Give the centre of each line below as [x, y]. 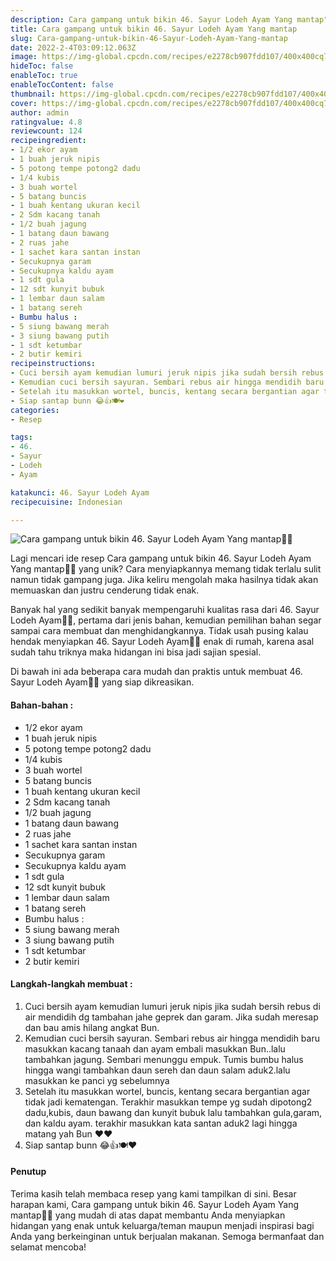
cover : [24, 103]
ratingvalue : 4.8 [46, 122]
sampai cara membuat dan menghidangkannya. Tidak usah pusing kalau [159, 631]
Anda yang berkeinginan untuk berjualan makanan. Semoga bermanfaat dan [167, 1236]
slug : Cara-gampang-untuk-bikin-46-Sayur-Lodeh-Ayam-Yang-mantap [149, 38]
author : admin [40, 112]
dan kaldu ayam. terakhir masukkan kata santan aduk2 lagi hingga [161, 1123]
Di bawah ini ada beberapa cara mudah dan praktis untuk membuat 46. [156, 672]
